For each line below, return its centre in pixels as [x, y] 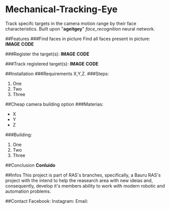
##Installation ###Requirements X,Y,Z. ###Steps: [57, 73]
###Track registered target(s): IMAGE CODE [52, 64]
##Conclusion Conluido [31, 165]
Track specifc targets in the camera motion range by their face [71, 23]
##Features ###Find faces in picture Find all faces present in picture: [78, 39]
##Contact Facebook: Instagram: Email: [47, 201]
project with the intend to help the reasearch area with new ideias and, [79, 180]
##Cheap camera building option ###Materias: [54, 104]
